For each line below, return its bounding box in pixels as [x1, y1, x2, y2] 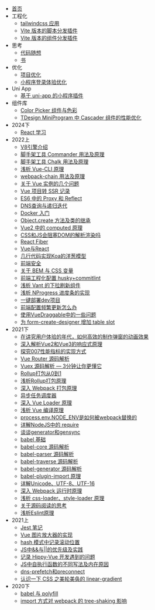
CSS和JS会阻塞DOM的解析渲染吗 [20, 231, 101, 238]
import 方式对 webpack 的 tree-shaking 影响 [20, 598, 128, 604]
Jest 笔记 [20, 524, 43, 531]
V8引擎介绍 [20, 143, 48, 150]
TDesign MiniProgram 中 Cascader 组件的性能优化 [20, 114, 142, 121]
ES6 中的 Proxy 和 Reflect [20, 195, 82, 201]
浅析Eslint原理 [20, 510, 54, 516]
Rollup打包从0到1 [20, 370, 61, 377]
